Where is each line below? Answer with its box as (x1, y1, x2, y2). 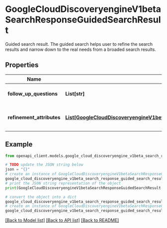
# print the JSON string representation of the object (5, 181, 121, 186)
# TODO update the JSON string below (5, 162, 83, 167)
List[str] (65, 90, 85, 97)
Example (5, 140, 33, 149)
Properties (5, 61, 39, 69)
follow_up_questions (7, 90, 58, 97)
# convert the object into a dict (5, 194, 77, 200)
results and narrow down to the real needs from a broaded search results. (5, 46, 157, 52)
